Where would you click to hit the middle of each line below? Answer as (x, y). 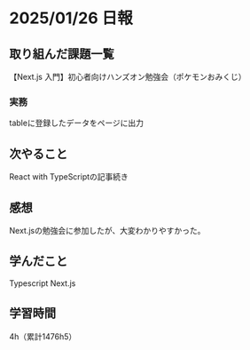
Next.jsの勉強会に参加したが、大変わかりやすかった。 (107, 230)
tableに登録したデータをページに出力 (77, 123)
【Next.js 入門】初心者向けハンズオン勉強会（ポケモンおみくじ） (128, 77)
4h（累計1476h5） (43, 336)
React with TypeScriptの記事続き (69, 177)
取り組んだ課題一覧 (62, 54)
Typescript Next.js (43, 283)
